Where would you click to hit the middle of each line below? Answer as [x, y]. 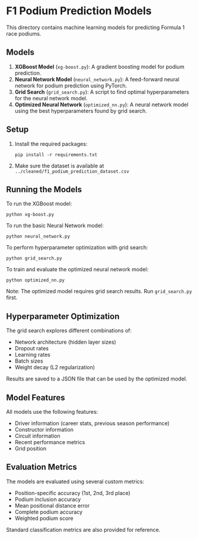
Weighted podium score [44, 518]
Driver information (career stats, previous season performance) [92, 423]
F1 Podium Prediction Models [79, 11]
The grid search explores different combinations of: [69, 331]
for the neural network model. [51, 98]
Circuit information [37, 436]
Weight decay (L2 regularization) [55, 367]
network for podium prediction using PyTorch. [71, 85]
